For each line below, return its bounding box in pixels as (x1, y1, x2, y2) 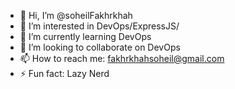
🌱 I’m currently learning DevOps (19, 31, 152, 42)
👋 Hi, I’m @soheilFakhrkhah (19, 10, 133, 21)
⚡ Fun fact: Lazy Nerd (19, 68, 110, 79)
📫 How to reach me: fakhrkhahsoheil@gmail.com (19, 53, 225, 64)
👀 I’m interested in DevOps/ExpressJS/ (19, 20, 180, 32)
